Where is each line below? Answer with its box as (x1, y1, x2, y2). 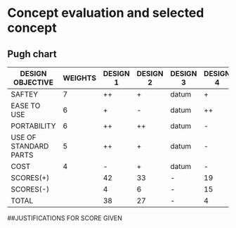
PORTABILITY (11, 121, 56, 131)
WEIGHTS (63, 73, 97, 82)
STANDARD (11, 141, 49, 151)
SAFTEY (11, 89, 39, 99)
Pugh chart (7, 48, 58, 60)
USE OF (11, 132, 37, 142)
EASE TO (11, 101, 41, 110)
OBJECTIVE (13, 77, 54, 87)
